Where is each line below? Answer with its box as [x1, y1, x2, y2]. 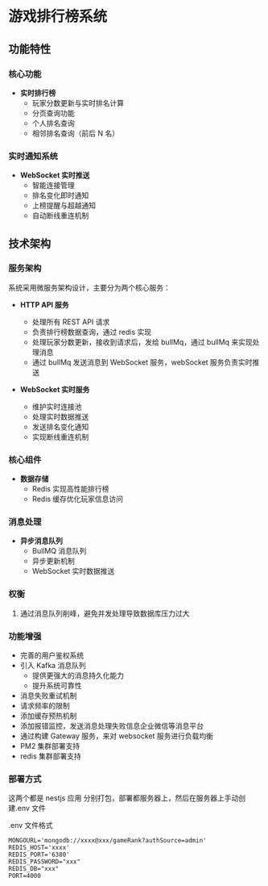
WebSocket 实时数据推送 [31, 566, 115, 576]
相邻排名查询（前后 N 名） [31, 128, 120, 138]
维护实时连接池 [31, 401, 82, 412]
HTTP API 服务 [19, 299, 70, 309]
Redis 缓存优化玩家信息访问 [31, 494, 123, 504]
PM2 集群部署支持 [19, 742, 80, 751]
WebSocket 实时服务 [19, 384, 90, 394]
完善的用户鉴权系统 [19, 650, 85, 660]
